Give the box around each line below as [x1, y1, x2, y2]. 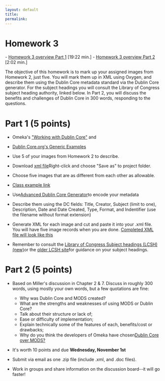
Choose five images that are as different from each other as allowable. [12, 173, 155, 179]
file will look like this [12, 232, 53, 238]
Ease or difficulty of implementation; [19, 316, 94, 322]
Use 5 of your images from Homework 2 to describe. [12, 153, 119, 159]
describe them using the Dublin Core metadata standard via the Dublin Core [5, 80, 159, 86]
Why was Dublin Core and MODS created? [19, 295, 106, 301]
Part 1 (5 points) [5, 118, 71, 129]
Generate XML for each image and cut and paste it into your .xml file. [12, 221, 153, 228]
